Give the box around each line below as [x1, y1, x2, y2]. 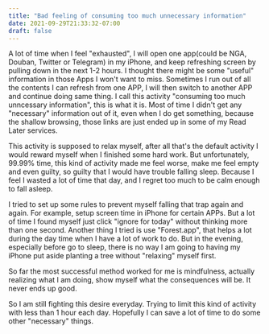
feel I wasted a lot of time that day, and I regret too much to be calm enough [8, 175, 260, 185]
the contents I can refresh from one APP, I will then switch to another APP [8, 83, 253, 93]
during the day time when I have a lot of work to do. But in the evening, [8, 234, 243, 244]
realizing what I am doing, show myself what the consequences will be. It [8, 275, 251, 285]
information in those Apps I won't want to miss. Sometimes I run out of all [8, 74, 251, 85]
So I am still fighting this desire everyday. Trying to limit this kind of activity [8, 299, 257, 309]
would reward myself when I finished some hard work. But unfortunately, [8, 150, 250, 159]
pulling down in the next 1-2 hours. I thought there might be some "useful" [8, 66, 255, 76]
